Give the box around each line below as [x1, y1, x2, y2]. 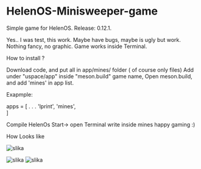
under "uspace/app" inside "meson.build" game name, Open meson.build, [6, 72, 193, 80]
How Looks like [6, 133, 44, 140]
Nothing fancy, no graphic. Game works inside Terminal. [6, 43, 147, 50]
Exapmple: [6, 91, 33, 98]
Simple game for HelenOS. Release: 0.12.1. [6, 24, 112, 32]
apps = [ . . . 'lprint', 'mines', [6, 102, 76, 110]
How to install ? [6, 54, 45, 61]
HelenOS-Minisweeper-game [6, 4, 158, 18]
